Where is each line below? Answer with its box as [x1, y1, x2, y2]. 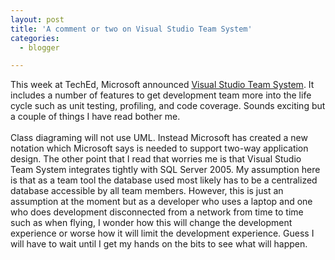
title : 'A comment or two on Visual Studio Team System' [10, 24, 253, 34]
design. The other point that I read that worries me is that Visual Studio [10, 153, 302, 165]
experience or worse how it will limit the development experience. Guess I [10, 227, 315, 240]
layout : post [10, 14, 65, 25]
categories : [10, 33, 60, 43]
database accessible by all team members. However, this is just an [10, 185, 284, 197]
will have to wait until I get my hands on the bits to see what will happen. [10, 238, 308, 250]
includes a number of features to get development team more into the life [10, 89, 312, 101]
